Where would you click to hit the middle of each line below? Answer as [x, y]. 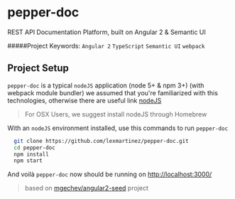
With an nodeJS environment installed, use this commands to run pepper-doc [118, 128]
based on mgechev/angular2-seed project [87, 188]
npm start [28, 161]
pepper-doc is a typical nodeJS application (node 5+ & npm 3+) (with [106, 85]
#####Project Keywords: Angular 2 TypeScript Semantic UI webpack [106, 45]
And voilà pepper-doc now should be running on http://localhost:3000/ [110, 174]
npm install [32, 154]
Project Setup [38, 68]
